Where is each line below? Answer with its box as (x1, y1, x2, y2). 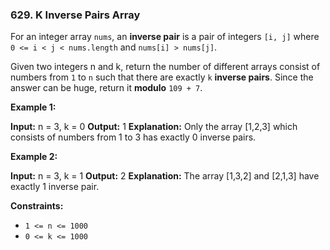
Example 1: (10, 101, 57, 113)
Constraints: (10, 200, 64, 212)
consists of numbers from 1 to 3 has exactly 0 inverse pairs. (10, 131, 257, 143)
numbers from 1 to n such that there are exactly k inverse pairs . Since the (10, 71, 314, 83)
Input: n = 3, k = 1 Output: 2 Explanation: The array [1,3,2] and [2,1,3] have (10, 170, 320, 182)
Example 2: (10, 151, 58, 163)
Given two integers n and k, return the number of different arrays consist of (10, 61, 321, 73)
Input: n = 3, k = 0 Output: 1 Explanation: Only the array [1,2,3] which (10, 121, 298, 133)
